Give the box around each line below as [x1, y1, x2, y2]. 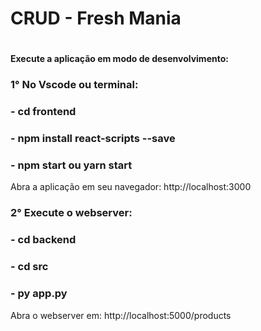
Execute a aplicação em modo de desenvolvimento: [10, 53, 229, 65]
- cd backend [10, 233, 77, 247]
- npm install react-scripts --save [10, 132, 176, 146]
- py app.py [10, 287, 68, 301]
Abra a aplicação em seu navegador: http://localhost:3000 [10, 181, 252, 193]
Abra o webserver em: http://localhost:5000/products [10, 309, 232, 321]
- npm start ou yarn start [10, 158, 133, 172]
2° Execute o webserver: [10, 206, 133, 220]
